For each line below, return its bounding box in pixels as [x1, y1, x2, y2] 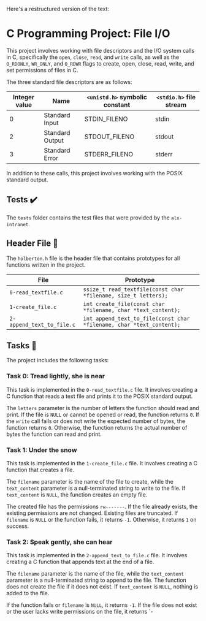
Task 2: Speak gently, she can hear [6, 538, 113, 546]
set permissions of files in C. [6, 66, 78, 74]
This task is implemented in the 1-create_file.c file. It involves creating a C [6, 459, 198, 467]
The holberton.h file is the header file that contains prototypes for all [6, 254, 180, 262]
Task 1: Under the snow [6, 446, 77, 454]
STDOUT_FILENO [84, 132, 135, 140]
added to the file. [6, 590, 50, 597]
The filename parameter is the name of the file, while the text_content [6, 570, 184, 577]
